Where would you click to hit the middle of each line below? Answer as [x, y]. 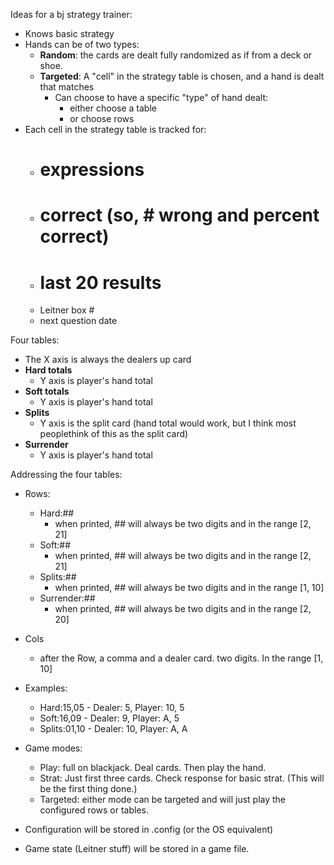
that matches [67, 87]
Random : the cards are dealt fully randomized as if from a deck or [176, 55]
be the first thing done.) [88, 789]
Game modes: [53, 748]
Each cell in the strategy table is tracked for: [115, 129]
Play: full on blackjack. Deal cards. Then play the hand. [153, 768]
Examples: [46, 688]
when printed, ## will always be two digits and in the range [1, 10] [189, 588]
